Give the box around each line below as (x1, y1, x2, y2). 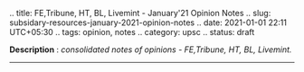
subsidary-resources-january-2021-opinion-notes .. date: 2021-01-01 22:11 (9, 17, 288, 28)
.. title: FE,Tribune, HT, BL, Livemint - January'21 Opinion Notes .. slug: (9, 8, 271, 18)
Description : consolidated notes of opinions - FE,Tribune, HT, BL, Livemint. (9, 44, 292, 55)
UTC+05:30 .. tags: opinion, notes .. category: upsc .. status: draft (9, 27, 255, 37)
